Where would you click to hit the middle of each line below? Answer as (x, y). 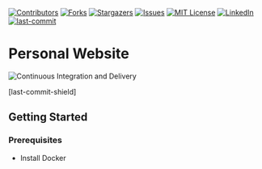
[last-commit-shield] (42, 91)
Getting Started (48, 117)
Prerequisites (35, 140)
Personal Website (69, 54)
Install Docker (43, 158)
